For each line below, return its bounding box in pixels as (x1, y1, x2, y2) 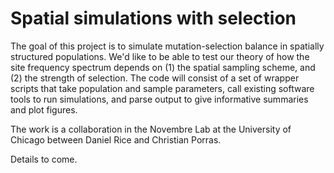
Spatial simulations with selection (10, 7, 297, 30)
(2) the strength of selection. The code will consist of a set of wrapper (10, 72, 300, 84)
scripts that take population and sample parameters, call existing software (10, 82, 315, 94)
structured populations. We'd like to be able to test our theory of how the (10, 50, 310, 62)
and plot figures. (10, 103, 78, 116)
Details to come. (10, 153, 78, 165)
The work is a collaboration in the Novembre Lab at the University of (10, 123, 292, 135)
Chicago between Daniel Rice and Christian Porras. (10, 133, 222, 146)
